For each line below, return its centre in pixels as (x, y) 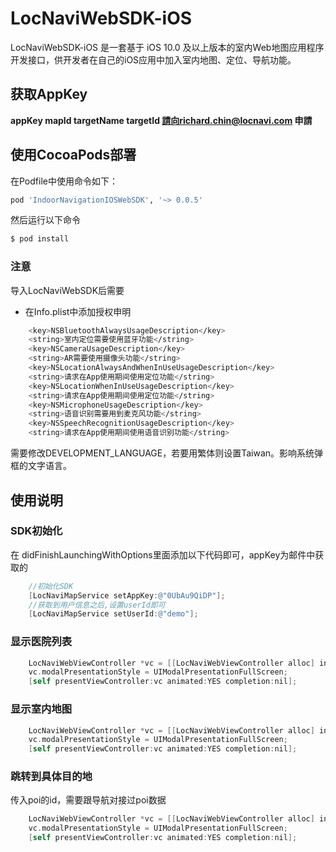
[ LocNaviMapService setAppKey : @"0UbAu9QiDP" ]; (127, 595)
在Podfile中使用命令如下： (64, 181)
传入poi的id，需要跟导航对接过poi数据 (88, 800)
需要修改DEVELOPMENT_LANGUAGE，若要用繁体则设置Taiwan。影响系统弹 (167, 453)
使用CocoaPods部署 (73, 155)
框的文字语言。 (41, 466)
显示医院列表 (41, 642)
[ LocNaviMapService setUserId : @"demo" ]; (113, 614)
